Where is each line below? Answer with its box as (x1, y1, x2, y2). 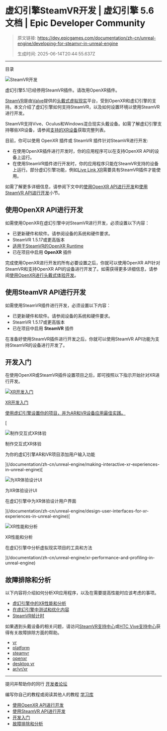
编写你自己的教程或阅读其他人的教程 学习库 (5, 692, 93, 698)
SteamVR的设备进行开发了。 (9, 342, 68, 348)
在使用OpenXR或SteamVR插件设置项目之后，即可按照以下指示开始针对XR (5, 372, 156, 378)
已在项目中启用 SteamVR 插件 (12, 325, 74, 331)
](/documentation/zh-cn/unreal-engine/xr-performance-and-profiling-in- (5, 555, 155, 561)
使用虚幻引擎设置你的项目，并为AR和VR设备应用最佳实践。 (5, 410, 126, 416)
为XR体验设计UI (5, 488, 37, 494)
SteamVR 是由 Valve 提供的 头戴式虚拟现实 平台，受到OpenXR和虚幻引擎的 (5, 98, 153, 104)
